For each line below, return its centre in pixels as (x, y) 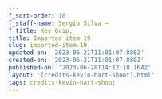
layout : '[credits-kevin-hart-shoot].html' (82, 75)
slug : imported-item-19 (48, 46)
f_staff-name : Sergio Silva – (59, 23)
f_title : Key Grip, (41, 30)
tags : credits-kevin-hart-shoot (62, 82)
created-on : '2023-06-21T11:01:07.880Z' (77, 61)
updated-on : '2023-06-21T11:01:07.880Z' (77, 53)
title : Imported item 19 (49, 38)
